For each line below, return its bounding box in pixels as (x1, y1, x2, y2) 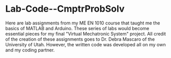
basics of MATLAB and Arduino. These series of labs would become (5, 25, 150, 31)
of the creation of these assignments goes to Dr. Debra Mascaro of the (5, 36, 155, 42)
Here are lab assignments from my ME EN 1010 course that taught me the (5, 20, 160, 26)
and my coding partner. (5, 47, 55, 53)
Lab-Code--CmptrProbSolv (5, 3, 125, 15)
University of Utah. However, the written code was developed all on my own (5, 41, 166, 47)
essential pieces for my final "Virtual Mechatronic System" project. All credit (5, 31, 166, 37)
